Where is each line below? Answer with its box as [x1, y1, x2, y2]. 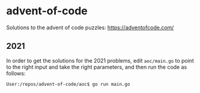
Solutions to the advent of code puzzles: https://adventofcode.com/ [6, 24, 174, 31]
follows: [6, 70, 26, 77]
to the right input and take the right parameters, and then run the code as [6, 63, 187, 70]
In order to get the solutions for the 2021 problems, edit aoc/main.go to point [6, 57, 194, 64]
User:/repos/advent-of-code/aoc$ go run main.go [6, 81, 130, 87]
